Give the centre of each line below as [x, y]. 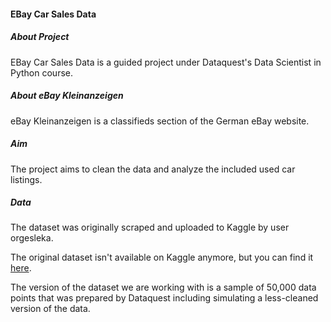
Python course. [42, 72]
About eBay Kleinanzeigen [67, 96]
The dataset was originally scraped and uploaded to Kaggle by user [150, 227]
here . [21, 268]
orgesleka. [32, 238]
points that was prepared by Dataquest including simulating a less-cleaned [164, 298]
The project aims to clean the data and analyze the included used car [153, 169]
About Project [40, 37]
